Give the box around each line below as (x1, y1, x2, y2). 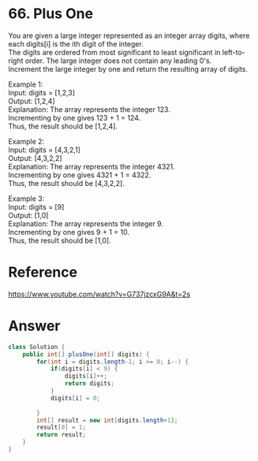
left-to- (222, 47, 246, 57)
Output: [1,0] (8, 210, 49, 220)
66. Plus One (8, 5, 93, 23)
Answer (8, 317, 61, 335)
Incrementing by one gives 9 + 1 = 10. (8, 227, 130, 236)
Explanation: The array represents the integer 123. (8, 104, 171, 114)
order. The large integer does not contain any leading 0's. (24, 56, 212, 65)
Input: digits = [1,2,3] (8, 87, 76, 97)
